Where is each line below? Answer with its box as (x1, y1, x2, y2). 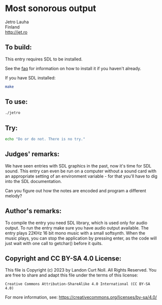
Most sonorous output (5, 3, 97, 14)
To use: (5, 98, 28, 106)
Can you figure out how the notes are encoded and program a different (5, 187, 147, 194)
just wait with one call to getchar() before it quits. (5, 240, 103, 246)
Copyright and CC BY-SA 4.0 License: (5, 255, 122, 263)
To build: (5, 43, 32, 51)
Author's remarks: (5, 207, 62, 215)
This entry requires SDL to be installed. (5, 56, 83, 62)
